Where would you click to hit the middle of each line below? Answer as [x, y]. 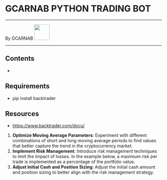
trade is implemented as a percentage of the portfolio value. [74, 162]
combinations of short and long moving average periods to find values [84, 141]
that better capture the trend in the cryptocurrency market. [73, 146]
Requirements [27, 86]
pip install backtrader [34, 98]
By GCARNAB [19, 38]
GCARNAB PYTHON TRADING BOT [78, 9]
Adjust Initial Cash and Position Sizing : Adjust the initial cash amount [84, 167]
